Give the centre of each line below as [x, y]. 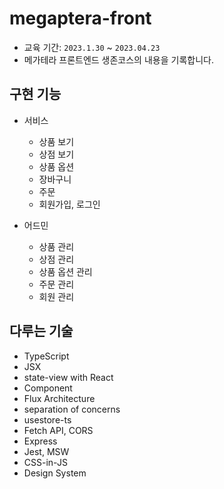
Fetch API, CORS [58, 430]
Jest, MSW [46, 451]
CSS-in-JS [45, 462]
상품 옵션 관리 [65, 271]
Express [40, 441]
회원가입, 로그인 [69, 204]
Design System [55, 473]
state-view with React [68, 377]
